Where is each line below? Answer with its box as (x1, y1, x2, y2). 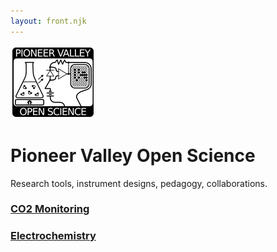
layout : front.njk (10, 16, 87, 26)
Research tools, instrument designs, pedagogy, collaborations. (10, 177, 268, 189)
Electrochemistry (10, 229, 97, 243)
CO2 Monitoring (10, 202, 90, 216)
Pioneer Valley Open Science (10, 144, 256, 167)
